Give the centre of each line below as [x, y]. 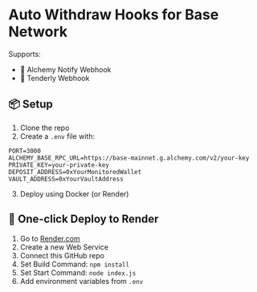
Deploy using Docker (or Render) [74, 193]
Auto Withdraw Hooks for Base [114, 15]
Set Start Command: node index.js [78, 272]
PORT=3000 [25, 151]
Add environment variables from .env [82, 281]
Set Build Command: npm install [75, 264]
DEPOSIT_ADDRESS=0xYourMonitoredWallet [75, 172]
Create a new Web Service [64, 247]
